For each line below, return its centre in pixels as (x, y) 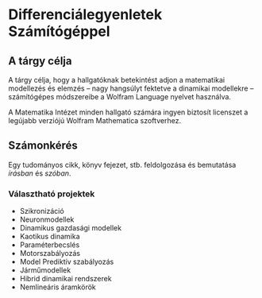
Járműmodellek (45, 270)
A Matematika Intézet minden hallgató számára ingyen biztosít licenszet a (128, 112)
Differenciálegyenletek (85, 15)
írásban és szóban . (40, 173)
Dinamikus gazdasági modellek (70, 228)
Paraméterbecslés (50, 245)
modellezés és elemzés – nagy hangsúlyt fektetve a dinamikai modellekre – (131, 88)
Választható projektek (52, 194)
